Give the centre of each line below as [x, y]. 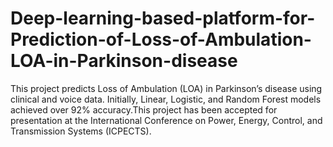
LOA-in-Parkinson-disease [124, 61]
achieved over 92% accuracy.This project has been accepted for [144, 109]
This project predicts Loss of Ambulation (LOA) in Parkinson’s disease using [166, 88]
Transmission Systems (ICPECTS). [81, 131]
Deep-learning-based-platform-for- [163, 18]
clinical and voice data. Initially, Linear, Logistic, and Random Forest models [166, 99]
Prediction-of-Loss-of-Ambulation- [161, 39]
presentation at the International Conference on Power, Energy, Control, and [166, 120]
